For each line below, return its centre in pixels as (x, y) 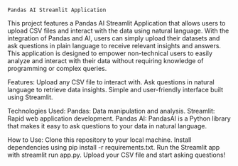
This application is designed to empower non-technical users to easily (110, 53)
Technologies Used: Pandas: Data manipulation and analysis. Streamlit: (111, 111)
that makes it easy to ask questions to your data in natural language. (107, 126)
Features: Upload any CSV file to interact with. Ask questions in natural (111, 82)
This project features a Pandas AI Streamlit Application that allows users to (117, 23)
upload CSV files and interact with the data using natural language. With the (118, 31)
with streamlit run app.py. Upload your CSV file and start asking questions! (117, 155)
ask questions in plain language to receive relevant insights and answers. (114, 46)
